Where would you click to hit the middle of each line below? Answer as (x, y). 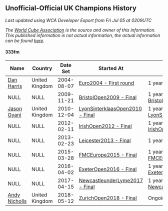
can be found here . (25, 40)
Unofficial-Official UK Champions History (71, 8)
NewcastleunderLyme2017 (111, 180)
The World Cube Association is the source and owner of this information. (80, 30)
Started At (111, 68)
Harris (15, 86)
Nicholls (17, 201)
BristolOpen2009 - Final (108, 97)
